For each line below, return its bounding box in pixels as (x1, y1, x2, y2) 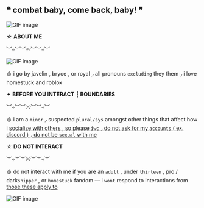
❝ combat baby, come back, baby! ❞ (6, 5, 143, 15)
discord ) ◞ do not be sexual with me (6, 131, 97, 138)
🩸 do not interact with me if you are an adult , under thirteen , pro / (6, 168, 178, 175)
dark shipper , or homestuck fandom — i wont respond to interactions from (6, 176, 189, 184)
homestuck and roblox (6, 79, 63, 86)
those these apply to (6, 183, 58, 190)
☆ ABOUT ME (6, 33, 43, 40)
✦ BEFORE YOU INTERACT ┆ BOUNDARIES (6, 90, 116, 98)
